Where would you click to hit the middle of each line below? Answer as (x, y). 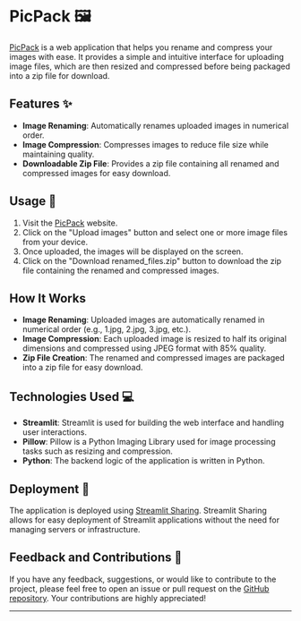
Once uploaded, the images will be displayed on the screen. (133, 251)
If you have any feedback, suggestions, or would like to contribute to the (143, 579)
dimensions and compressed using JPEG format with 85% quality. (144, 348)
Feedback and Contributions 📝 (96, 558)
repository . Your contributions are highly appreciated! (108, 598)
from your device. (55, 242)
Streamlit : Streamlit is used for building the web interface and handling (153, 423)
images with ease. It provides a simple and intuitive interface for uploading (147, 56)
